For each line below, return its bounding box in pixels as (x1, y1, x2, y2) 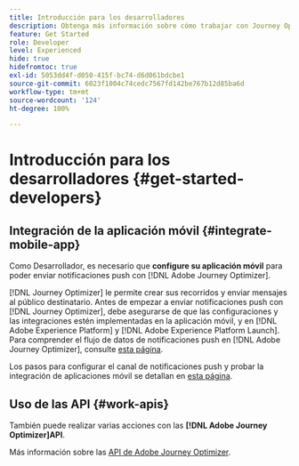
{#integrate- (201, 223, 273, 238)
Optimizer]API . (9, 430, 65, 440)
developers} (9, 188, 102, 208)
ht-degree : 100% (9, 104, 69, 113)
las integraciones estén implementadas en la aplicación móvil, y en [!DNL (9, 316, 278, 326)
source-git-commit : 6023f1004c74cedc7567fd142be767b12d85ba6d (9, 79, 245, 88)
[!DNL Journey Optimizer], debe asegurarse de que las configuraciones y (9, 306, 279, 317)
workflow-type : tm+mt (9, 87, 90, 96)
